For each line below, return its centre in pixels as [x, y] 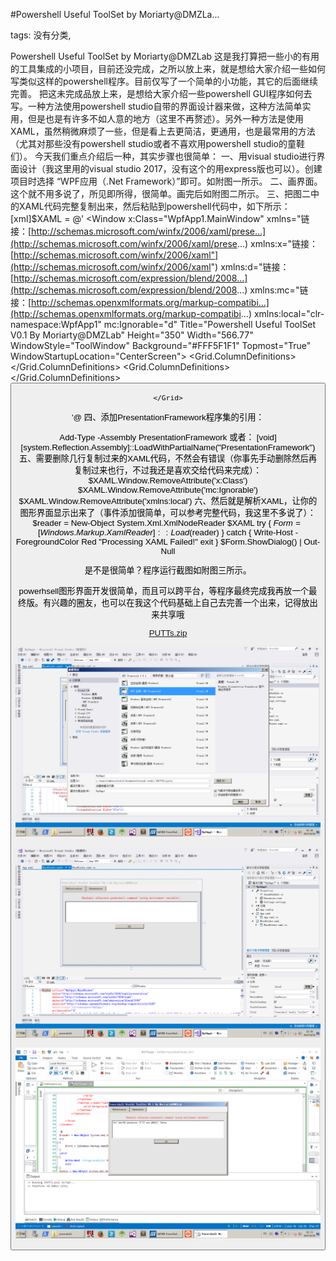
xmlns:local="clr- [289, 313]
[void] [266, 437]
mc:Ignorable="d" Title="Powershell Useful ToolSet [210, 324]
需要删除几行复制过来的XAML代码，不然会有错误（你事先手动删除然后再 [176, 458]
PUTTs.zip [168, 632]
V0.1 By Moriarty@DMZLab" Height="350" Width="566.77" [132, 335]
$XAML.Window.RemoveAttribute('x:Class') [168, 480]
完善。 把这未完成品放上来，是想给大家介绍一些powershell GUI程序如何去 [161, 93]
